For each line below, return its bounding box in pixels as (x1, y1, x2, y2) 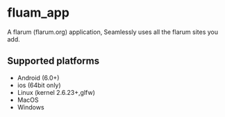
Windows (17, 102, 44, 111)
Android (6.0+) (17, 73, 60, 82)
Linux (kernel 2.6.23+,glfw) (17, 88, 95, 96)
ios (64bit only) (17, 81, 61, 89)
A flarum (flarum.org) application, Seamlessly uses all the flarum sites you (7, 28, 219, 36)
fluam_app (7, 5, 69, 21)
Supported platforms (7, 55, 99, 67)
